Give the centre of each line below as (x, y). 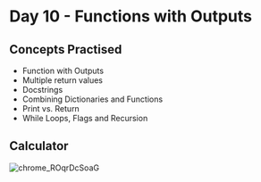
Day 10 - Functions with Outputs (131, 17)
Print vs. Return (51, 108)
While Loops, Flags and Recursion (85, 118)
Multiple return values (62, 80)
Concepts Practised (66, 50)
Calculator (39, 146)
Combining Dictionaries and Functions (93, 99)
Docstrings (42, 90)
